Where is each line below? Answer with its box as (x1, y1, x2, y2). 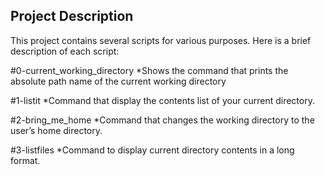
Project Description (10, 8, 134, 25)
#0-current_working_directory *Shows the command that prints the (10, 64, 289, 76)
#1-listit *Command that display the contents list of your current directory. (10, 94, 315, 106)
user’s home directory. (10, 124, 103, 136)
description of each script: (10, 45, 120, 57)
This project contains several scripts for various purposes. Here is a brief (10, 34, 312, 46)
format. (10, 154, 41, 166)
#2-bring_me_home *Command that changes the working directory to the (10, 114, 315, 126)
